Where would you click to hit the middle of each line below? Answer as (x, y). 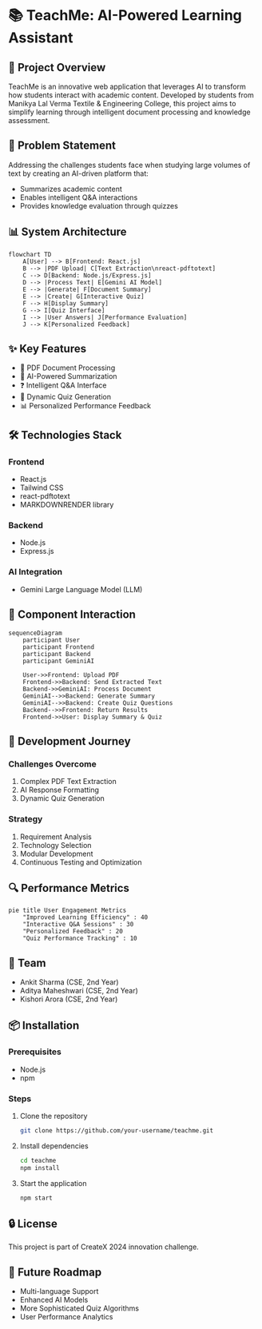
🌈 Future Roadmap (55, 1272)
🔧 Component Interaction (72, 615)
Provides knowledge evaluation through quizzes (99, 205)
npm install (40, 1168)
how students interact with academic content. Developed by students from (131, 95)
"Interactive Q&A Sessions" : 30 (78, 925)
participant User (52, 640)
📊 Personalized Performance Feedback (85, 406)
